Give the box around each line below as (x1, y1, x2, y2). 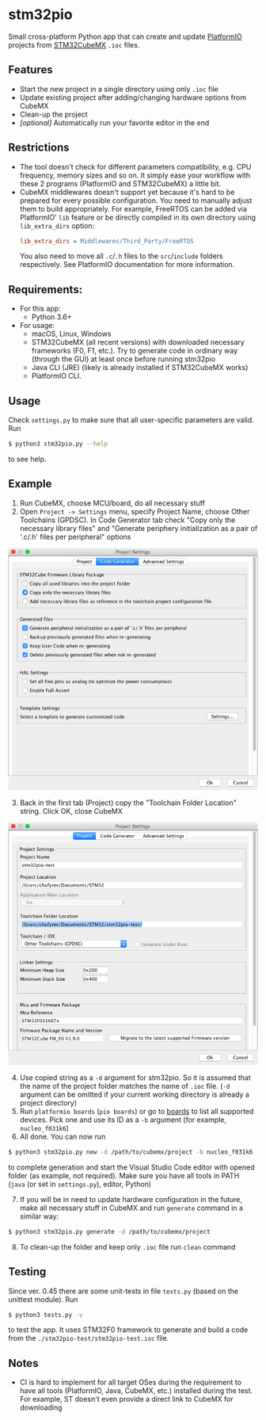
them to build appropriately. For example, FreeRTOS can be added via (19, 204, 248, 213)
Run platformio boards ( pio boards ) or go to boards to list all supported (19, 1106, 254, 1116)
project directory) (19, 1097, 78, 1107)
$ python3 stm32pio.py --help (8, 440, 108, 449)
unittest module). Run (8, 1294, 78, 1304)
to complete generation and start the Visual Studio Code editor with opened (8, 1162, 255, 1172)
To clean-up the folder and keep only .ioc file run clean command (19, 1242, 236, 1251)
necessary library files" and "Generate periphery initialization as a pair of (19, 523, 258, 532)
